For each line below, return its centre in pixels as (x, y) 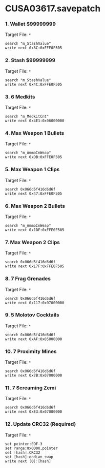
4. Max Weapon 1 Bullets (35, 133)
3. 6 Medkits (20, 96)
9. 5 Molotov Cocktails (32, 315)
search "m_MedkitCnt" (27, 117)
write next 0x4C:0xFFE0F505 (34, 84)
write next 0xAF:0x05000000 (34, 339)
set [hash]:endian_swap (29, 457)
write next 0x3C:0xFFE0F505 (34, 48)
